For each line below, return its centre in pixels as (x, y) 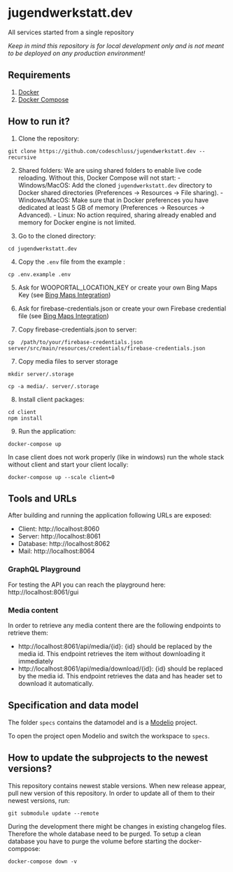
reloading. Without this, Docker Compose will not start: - (99, 178)
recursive (22, 157)
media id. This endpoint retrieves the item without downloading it (112, 653)
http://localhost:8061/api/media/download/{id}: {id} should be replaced (120, 669)
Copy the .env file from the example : (71, 262)
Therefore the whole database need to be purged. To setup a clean (105, 834)
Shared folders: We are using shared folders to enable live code (110, 170)
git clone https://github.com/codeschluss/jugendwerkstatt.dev (102, 151)
